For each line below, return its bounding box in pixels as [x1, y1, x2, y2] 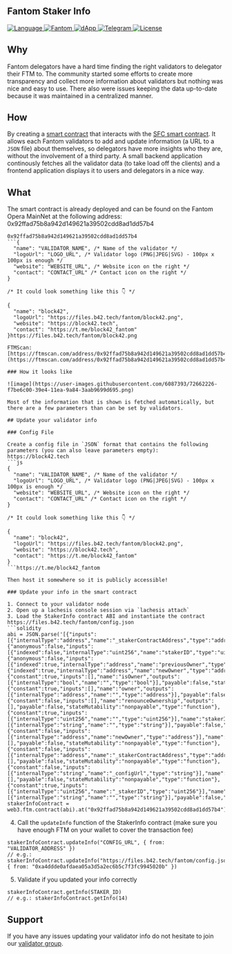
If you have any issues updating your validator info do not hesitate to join [7, 932, 214, 940]
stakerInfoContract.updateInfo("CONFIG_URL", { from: [7, 839, 166, 846]
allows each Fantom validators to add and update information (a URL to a [7, 137, 215, 146]
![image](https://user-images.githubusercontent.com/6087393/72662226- [7, 381, 217, 388]
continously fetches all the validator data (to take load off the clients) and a [7, 159, 220, 168]
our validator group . [7, 939, 64, 948]
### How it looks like [7, 369, 72, 376]
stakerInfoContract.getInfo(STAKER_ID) [7, 889, 122, 896]
